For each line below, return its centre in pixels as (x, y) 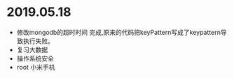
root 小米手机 (36, 67)
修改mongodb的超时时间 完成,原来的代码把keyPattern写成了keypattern (119, 32)
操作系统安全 (35, 58)
